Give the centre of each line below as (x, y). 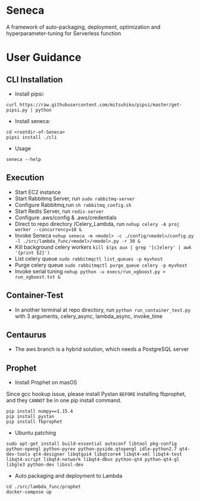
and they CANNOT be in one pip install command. (64, 401)
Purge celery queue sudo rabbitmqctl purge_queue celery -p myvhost (101, 265)
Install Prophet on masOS (46, 383)
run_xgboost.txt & (37, 277)
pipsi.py (17, 110)
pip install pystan (30, 417)
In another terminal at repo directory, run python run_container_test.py (103, 310)
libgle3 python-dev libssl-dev (45, 465)
